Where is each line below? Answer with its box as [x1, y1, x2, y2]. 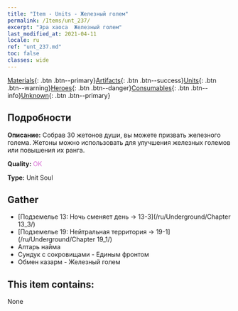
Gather [7, 193, 39, 206]
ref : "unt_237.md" [7, 43, 62, 50]
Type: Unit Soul [7, 173, 53, 182]
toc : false [7, 50, 40, 58]
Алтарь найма [17, 243, 61, 251]
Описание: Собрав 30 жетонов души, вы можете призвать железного [7, 131, 222, 139]
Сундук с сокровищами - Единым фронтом [17, 250, 149, 259]
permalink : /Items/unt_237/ [7, 17, 91, 24]
